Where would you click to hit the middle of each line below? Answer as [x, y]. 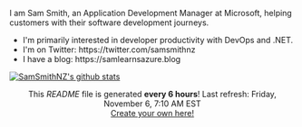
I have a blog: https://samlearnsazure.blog [102, 59]
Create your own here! [152, 113]
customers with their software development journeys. [109, 23]
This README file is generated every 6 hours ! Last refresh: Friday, [152, 94]
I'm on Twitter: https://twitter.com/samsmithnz [109, 50]
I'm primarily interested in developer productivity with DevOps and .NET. [158, 40]
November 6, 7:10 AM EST [152, 104]
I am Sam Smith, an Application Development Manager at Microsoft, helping [151, 13]
